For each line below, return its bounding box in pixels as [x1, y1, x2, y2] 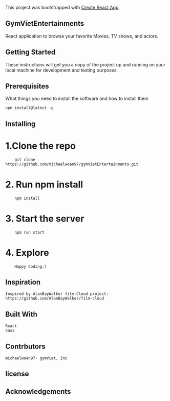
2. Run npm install [5, 179, 83, 190]
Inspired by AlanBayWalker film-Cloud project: [5, 291, 109, 297]
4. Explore [5, 247, 50, 258]
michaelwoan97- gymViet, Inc [5, 356, 68, 361]
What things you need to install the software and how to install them [5, 95, 148, 102]
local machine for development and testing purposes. [5, 67, 118, 73]
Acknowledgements [5, 387, 71, 396]
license [5, 370, 29, 378]
